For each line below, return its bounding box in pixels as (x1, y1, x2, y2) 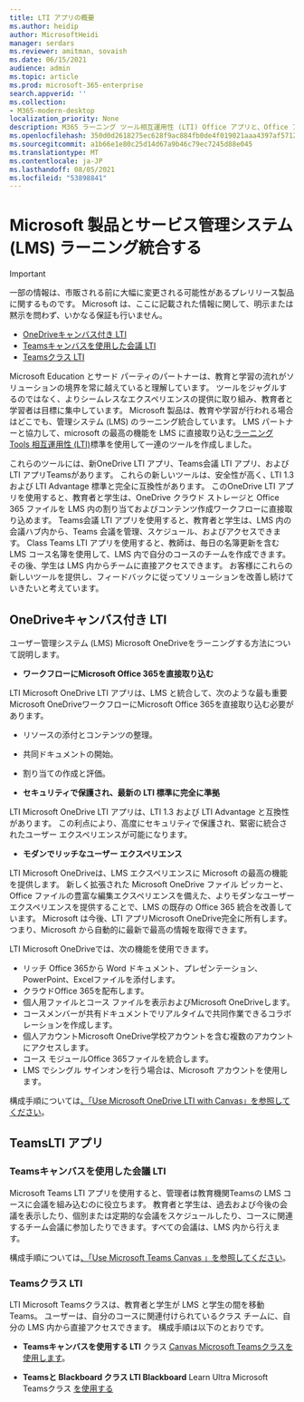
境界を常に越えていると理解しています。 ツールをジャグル (64, 382, 280, 393)
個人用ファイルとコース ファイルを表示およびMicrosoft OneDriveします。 (22, 997, 295, 1007)
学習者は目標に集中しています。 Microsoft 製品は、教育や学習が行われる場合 (9, 405, 294, 416)
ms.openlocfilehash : (9, 131, 88, 140)
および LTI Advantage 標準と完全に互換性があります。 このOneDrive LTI (9, 481, 276, 492)
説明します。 (16, 649, 65, 660)
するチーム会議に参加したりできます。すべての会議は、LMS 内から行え (9, 1221, 273, 1233)
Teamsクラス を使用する (22, 1383, 114, 1394)
